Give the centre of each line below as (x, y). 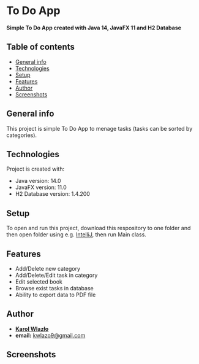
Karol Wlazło (32, 328)
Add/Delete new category (48, 269)
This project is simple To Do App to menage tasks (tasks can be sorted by (99, 128)
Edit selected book (39, 282)
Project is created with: (36, 169)
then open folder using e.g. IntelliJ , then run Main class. (77, 234)
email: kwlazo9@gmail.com (50, 335)
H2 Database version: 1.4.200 (53, 194)
